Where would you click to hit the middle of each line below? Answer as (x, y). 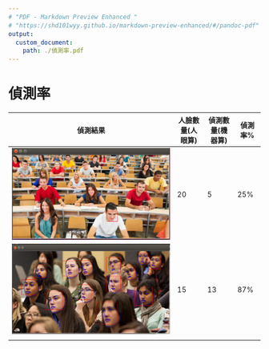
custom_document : (44, 43)
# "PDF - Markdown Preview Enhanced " (73, 17)
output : (21, 34)
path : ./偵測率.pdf (53, 51)
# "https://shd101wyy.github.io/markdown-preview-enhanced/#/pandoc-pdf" (134, 25)
